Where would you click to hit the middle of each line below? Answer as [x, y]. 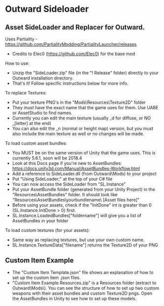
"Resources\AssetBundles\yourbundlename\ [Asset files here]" [76, 200]
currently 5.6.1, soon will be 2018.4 [47, 158]
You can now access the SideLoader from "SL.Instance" [69, 184]
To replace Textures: [26, 93]
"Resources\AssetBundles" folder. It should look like [65, 195]
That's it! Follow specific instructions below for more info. [70, 83]
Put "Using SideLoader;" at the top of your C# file [62, 179]
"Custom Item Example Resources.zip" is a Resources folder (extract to [84, 283]
